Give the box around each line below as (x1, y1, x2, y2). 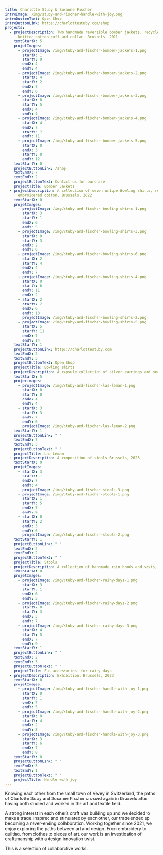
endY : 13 (22, 310, 40, 316)
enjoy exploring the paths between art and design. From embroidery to (5, 826, 147, 832)
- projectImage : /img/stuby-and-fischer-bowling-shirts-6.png (17, 252, 147, 257)
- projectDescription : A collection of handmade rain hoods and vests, (9, 564, 158, 569)
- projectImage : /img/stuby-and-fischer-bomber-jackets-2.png (17, 71, 147, 76)
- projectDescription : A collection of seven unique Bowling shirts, (9, 188, 153, 193)
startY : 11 (22, 329, 45, 334)
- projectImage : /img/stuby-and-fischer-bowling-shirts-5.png (17, 320, 147, 324)
